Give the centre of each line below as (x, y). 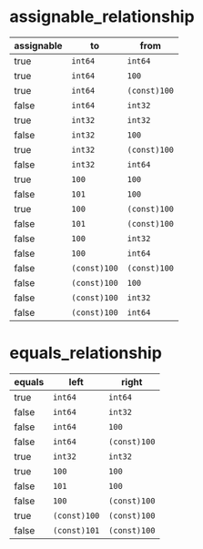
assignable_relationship (102, 17)
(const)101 (76, 530)
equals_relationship (86, 353)
